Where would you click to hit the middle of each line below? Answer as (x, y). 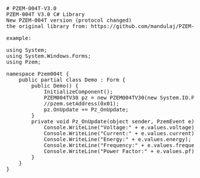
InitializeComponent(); (78, 92)
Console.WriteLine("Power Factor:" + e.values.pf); (121, 151)
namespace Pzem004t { (38, 74)
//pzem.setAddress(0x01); (82, 104)
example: (19, 38)
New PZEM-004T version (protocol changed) (69, 20)
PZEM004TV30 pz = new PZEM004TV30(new (100, 98)
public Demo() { (55, 86)
